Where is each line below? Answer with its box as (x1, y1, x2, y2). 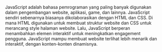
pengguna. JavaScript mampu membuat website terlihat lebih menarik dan (5, 36, 158, 42)
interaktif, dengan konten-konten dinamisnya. (5, 41, 98, 47)
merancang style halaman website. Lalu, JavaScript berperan (5, 25, 130, 31)
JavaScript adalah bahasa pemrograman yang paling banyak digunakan (5, 4, 152, 10)
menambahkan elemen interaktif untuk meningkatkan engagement (5, 31, 141, 36)
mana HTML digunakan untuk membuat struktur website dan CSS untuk (5, 20, 152, 26)
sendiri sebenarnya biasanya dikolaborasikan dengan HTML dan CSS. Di (5, 15, 153, 20)
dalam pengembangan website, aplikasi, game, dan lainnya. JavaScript (5, 9, 150, 15)
